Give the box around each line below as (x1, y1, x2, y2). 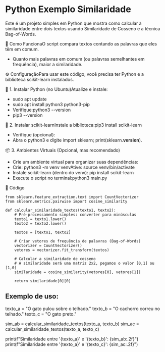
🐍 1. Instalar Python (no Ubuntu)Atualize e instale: (5, 86, 108, 92)
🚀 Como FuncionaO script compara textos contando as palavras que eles (5, 40, 157, 46)
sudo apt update (12, 96, 47, 102)
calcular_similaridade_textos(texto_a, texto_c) (5, 326, 99, 332)
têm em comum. (5, 46, 39, 52)
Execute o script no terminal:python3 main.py (12, 175, 107, 181)
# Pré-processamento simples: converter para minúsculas (14, 212, 137, 217)
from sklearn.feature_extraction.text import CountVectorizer (5, 194, 139, 199)
